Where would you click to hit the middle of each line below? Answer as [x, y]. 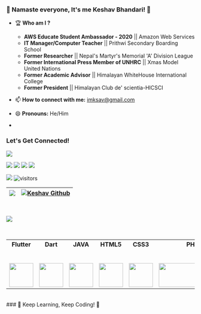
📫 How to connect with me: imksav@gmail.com [75, 100]
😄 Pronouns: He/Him [42, 114]
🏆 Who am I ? [33, 23]
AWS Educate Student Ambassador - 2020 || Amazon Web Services [109, 37]
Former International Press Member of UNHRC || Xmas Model [101, 62]
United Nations [42, 69]
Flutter [21, 244]
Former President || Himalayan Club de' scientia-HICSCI [93, 88]
